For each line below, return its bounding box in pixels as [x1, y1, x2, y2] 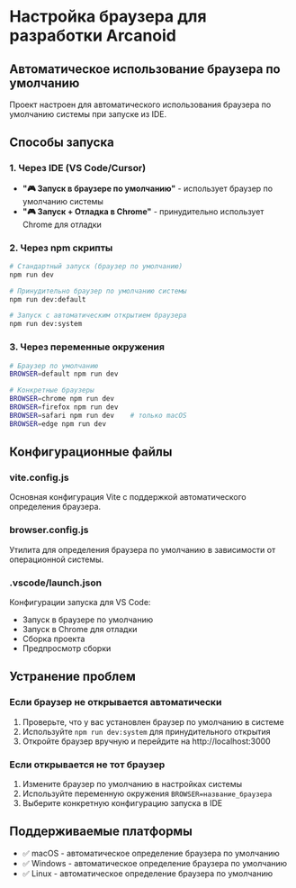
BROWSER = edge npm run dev [9, 419, 106, 429]
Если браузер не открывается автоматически [9, 696, 222, 709]
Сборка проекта [22, 633, 85, 644]
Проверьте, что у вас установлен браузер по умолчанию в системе [22, 716, 285, 727]
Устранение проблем [9, 669, 137, 684]
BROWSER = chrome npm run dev [9, 394, 115, 403]
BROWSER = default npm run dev [9, 369, 119, 379]
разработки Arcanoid [9, 25, 177, 46]
